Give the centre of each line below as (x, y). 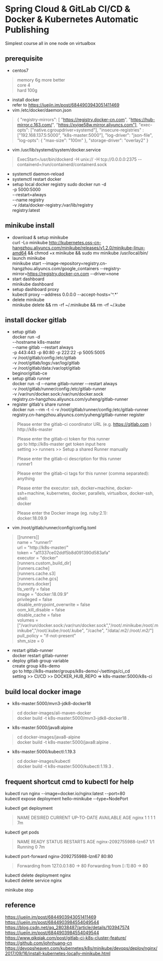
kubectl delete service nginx (33, 880)
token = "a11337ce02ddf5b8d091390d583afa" (64, 553)
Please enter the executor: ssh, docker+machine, (66, 488)
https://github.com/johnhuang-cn (39, 943)
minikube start (27, 263)
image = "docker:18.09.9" (43, 594)
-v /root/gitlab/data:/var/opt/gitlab (46, 368)
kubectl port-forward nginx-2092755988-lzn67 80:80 (59, 856)
